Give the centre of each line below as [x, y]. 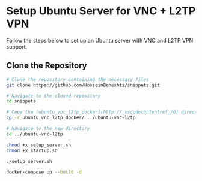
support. [17, 47]
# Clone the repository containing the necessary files [78, 79]
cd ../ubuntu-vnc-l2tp [35, 134]
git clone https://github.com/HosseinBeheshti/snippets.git [83, 85]
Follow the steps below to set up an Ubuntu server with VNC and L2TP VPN [100, 40]
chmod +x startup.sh [32, 150]
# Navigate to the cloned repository [54, 96]
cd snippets [21, 101]
